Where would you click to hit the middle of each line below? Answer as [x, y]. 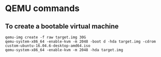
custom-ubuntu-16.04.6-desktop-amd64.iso [48, 46]
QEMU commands [42, 8]
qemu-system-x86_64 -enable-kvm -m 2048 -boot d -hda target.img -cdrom [80, 42]
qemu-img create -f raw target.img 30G [46, 37]
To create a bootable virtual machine [62, 26]
